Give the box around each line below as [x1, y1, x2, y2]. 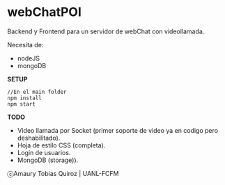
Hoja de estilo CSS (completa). [17, 140, 106, 150]
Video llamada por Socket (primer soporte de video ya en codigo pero [17, 126, 218, 134]
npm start [7, 100, 36, 108]
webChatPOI [7, 4, 82, 20]
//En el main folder [7, 88, 68, 95]
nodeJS [17, 54, 40, 63]
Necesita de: [7, 40, 44, 49]
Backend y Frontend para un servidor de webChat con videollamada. [7, 27, 205, 35]
